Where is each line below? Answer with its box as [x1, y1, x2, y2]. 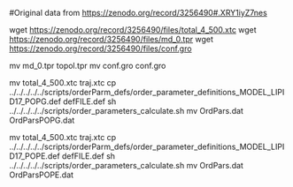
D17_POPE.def [9, 151, 60, 161]
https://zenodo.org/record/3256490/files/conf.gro [9, 43, 192, 54]
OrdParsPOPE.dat [9, 169, 73, 180]
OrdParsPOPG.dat [9, 115, 75, 125]
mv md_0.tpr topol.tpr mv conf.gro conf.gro [9, 61, 166, 71]
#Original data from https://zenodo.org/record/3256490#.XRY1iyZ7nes [9, 8, 267, 18]
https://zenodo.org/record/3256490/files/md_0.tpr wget [9, 34, 214, 44]
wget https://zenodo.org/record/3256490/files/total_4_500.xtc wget [9, 25, 257, 34]
